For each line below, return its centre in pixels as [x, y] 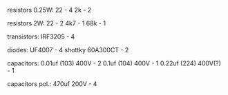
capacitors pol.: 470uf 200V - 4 [52, 84]
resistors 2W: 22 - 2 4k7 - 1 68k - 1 [56, 23]
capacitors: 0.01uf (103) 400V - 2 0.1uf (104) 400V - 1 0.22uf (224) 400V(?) [114, 63]
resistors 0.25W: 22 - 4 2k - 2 [49, 10]
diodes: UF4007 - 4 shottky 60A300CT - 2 [68, 50]
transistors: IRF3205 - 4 [41, 36]
